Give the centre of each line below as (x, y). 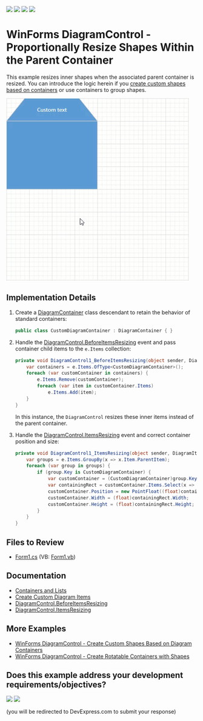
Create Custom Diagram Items (53, 597)
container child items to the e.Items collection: (73, 349)
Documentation (36, 576)
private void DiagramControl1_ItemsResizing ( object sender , (92, 453)
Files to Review (35, 542)
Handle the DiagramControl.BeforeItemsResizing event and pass (95, 342)
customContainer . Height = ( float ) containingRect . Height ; (121, 504)
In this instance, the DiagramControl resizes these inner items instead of (104, 416)
